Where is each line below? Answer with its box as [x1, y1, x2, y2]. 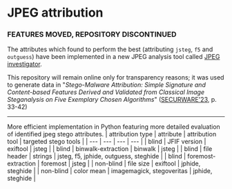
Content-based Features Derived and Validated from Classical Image [7, 88, 205, 96]
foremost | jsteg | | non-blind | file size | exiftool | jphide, [41, 159, 201, 168]
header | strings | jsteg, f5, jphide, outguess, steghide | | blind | [7, 152, 186, 161]
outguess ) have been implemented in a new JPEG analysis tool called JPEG [7, 53, 220, 61]
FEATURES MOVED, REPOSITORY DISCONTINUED [7, 30, 177, 39]
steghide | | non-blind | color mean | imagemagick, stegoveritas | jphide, [7, 167, 213, 175]
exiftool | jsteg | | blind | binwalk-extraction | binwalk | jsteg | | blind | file [7, 145, 213, 153]
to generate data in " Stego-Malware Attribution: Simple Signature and [7, 81, 206, 89]
